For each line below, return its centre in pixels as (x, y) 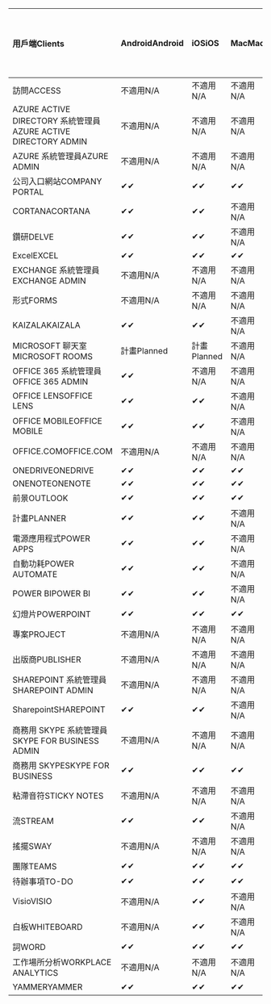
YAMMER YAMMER (48, 987)
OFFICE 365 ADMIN (50, 381)
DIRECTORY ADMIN (50, 142)
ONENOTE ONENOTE (52, 483)
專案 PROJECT (39, 634)
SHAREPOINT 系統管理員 (60, 680)
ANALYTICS (35, 973)
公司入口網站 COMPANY (57, 181)
